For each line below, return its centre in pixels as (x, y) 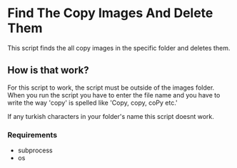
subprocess (35, 150)
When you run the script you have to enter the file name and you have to (114, 95)
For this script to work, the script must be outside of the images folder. (111, 88)
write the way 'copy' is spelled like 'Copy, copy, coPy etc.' (92, 103)
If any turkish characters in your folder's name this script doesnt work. (111, 116)
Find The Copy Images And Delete (110, 13)
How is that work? (48, 70)
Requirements (32, 135)
